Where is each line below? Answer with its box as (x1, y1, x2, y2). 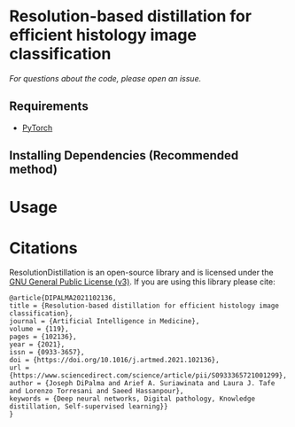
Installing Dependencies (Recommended (9, 148, 239, 163)
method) (9, 162, 58, 177)
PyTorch (21, 122, 53, 133)
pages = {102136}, (9, 332, 77, 342)
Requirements (9, 99, 89, 114)
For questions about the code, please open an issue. (9, 73, 202, 83)
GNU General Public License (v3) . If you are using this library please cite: (9, 276, 276, 287)
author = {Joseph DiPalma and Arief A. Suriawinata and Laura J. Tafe (9, 379, 276, 388)
